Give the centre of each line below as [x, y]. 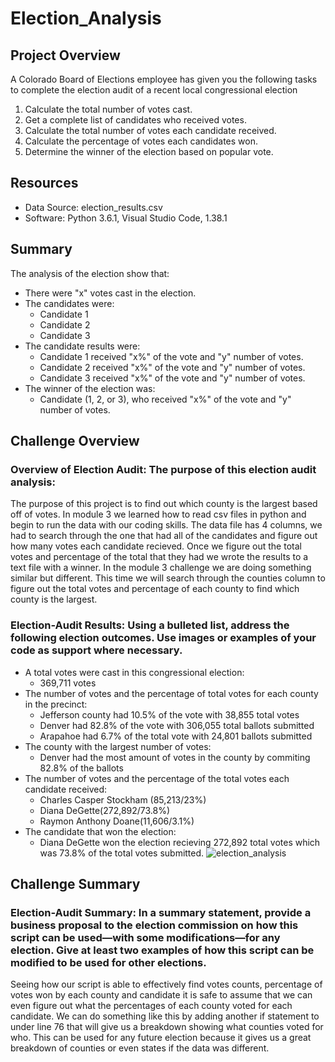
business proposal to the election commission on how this [154, 925]
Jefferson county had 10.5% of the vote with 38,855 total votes [169, 714]
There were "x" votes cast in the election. [110, 293]
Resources [44, 183]
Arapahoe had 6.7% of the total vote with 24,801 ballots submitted [176, 736]
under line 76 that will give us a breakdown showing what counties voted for [167, 1027]
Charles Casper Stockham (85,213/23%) [123, 799]
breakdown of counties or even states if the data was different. [140, 1048]
